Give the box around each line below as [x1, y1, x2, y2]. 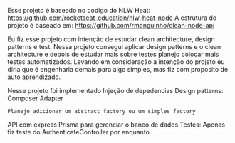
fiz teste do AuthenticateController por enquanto [7, 128, 150, 136]
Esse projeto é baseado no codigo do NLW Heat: [7, 6, 151, 14]
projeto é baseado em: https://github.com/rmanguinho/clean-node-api [7, 21, 215, 29]
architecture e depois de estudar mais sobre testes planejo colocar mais [7, 50, 219, 58]
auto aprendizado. [7, 73, 61, 81]
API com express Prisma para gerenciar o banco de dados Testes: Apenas [7, 120, 226, 129]
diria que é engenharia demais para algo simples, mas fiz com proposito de [7, 65, 229, 73]
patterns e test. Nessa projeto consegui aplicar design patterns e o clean [7, 43, 221, 51]
